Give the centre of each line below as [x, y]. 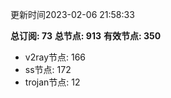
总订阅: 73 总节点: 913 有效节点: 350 [86, 36]
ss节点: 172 [48, 69]
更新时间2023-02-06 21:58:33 [72, 14]
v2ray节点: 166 [55, 57]
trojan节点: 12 [52, 82]
